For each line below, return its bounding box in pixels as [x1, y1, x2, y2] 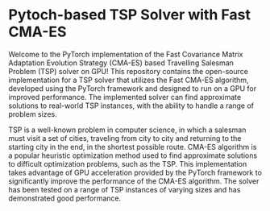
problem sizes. [8, 109, 58, 118]
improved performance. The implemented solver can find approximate [8, 92, 242, 101]
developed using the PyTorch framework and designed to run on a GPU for [8, 83, 256, 93]
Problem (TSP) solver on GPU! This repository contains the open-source [8, 66, 248, 76]
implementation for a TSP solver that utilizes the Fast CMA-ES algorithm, [8, 75, 249, 85]
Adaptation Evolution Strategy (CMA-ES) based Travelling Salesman [8, 58, 234, 68]
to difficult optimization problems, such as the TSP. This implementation [8, 159, 247, 168]
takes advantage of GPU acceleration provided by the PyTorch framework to [8, 168, 262, 177]
